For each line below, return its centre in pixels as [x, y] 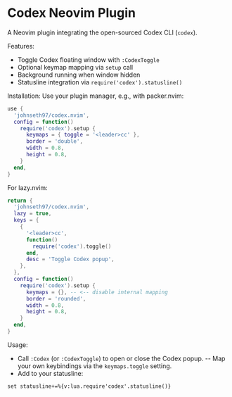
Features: [21, 46]
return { [20, 201]
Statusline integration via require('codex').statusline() [100, 82]
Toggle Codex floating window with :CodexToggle [88, 59]
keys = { [26, 220]
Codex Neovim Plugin [71, 13]
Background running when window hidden [79, 75]
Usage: [18, 345]
